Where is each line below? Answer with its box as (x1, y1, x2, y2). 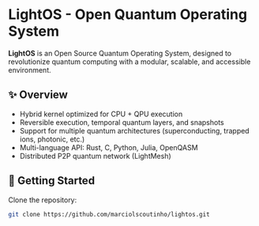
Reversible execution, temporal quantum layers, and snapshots (19, 117, 224, 127)
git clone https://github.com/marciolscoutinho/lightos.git (8, 210, 211, 218)
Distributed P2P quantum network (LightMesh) (19, 151, 171, 160)
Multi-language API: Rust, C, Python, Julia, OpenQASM (19, 142, 199, 152)
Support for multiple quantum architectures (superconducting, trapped (19, 126, 250, 135)
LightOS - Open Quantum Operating (8, 6, 247, 24)
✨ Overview (8, 89, 69, 102)
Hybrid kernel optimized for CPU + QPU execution (19, 109, 183, 119)
